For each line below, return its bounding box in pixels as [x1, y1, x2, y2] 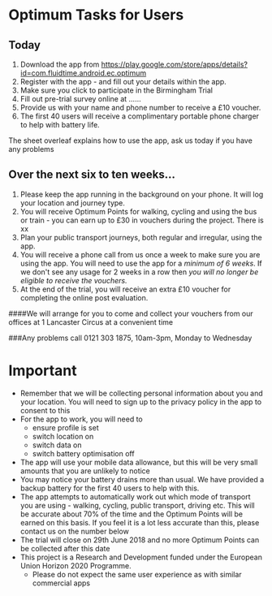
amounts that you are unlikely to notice [19, 465, 150, 476]
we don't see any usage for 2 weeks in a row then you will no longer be [19, 266, 259, 277]
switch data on [32, 440, 83, 450]
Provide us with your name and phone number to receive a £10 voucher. [19, 103, 261, 112]
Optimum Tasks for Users [8, 6, 184, 24]
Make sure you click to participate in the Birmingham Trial [19, 85, 214, 95]
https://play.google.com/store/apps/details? [101, 59, 248, 69]
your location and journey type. [19, 197, 126, 208]
